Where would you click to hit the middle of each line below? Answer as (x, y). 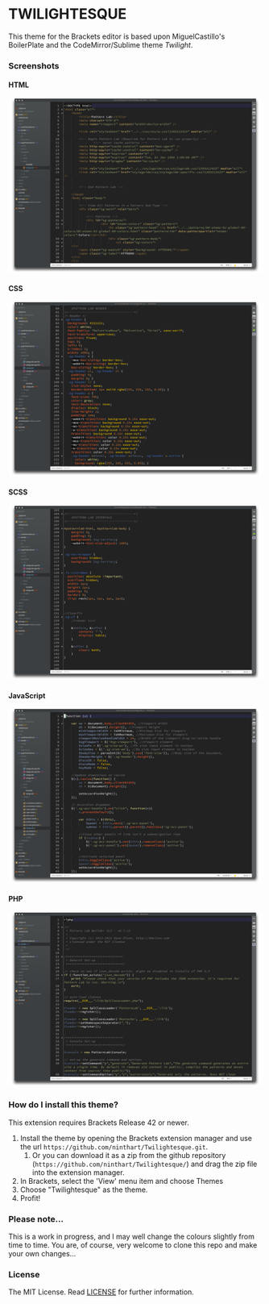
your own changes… (42, 1254)
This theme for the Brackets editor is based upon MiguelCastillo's (117, 36)
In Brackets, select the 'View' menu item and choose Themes (122, 1181)
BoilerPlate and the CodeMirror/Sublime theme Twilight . (101, 44)
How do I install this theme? (64, 1105)
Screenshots (34, 65)
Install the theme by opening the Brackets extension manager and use (136, 1138)
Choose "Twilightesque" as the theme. (84, 1189)
